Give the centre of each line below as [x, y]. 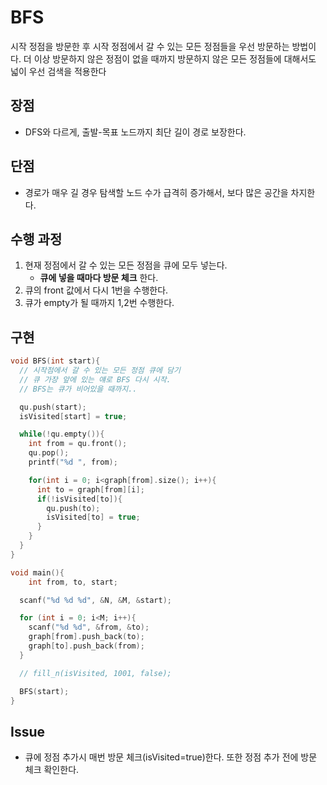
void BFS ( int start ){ [55, 361]
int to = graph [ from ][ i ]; [90, 489]
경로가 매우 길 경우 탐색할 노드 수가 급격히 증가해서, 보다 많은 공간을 [156, 192]
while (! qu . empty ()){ [62, 434]
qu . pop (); [49, 453]
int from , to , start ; [73, 582]
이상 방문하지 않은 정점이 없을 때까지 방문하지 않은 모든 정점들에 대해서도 [175, 58]
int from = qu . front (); [78, 444]
